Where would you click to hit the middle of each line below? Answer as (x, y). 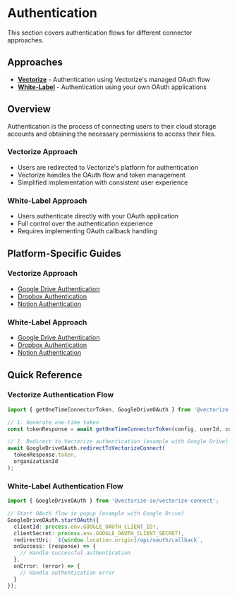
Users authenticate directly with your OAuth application (98, 216)
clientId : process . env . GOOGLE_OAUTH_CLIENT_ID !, (86, 527)
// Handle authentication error (67, 573)
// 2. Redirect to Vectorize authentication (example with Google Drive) (118, 442)
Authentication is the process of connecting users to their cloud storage (112, 126)
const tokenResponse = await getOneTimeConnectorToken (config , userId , (115, 429)
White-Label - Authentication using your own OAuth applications (112, 87)
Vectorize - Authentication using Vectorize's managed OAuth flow (114, 79)
